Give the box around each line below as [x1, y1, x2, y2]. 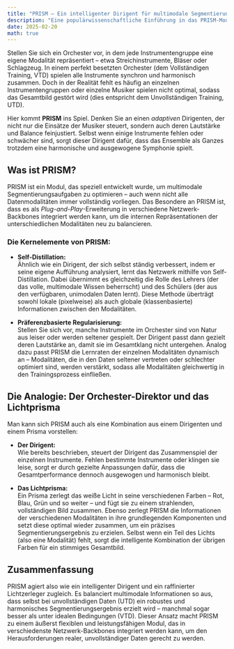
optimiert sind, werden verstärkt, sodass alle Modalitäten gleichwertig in [17, 363, 225, 371]
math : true [7, 29, 39, 37]
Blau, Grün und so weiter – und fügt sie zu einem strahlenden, [17, 499, 195, 507]
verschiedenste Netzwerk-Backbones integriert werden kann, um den [7, 626, 208, 635]
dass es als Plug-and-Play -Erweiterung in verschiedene [7, 205, 169, 214]
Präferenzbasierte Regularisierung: [17, 318, 123, 327]
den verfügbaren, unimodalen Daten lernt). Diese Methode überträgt [17, 290, 214, 299]
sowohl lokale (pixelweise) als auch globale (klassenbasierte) [17, 297, 193, 306]
